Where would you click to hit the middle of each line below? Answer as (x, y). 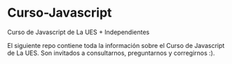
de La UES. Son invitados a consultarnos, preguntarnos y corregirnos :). (111, 53)
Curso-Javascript (60, 13)
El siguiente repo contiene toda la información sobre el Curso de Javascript (116, 45)
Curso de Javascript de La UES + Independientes (79, 32)
